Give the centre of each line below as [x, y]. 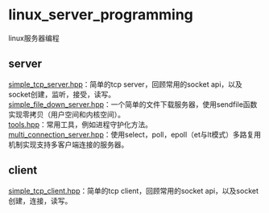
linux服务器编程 [34, 38]
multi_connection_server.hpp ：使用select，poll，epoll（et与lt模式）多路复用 [135, 134]
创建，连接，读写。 [40, 201]
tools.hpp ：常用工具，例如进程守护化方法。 [81, 124]
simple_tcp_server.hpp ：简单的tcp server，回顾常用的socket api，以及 [126, 84]
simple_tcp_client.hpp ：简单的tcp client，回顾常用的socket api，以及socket [134, 190]
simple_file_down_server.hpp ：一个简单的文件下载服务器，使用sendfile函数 [133, 104]
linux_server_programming [101, 15]
